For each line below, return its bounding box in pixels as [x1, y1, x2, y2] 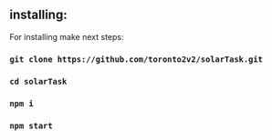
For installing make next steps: [9, 31, 124, 42]
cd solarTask [9, 76, 68, 86]
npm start [9, 120, 53, 131]
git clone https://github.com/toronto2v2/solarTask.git [9, 54, 263, 65]
